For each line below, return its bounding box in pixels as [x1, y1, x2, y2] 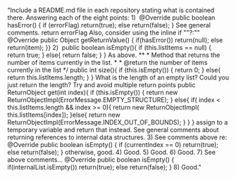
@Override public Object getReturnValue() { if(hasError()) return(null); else [7, 36, 223, 44]
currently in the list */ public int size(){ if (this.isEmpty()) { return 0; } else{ [7, 66, 221, 74]
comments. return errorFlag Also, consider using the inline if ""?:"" [7, 28, 201, 37]
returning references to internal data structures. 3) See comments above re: [7, 133, 228, 141]
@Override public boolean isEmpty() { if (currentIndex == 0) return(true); [7, 141, 219, 148]
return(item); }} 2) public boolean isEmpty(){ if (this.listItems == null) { [7, 44, 211, 51]
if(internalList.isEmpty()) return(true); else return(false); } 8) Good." [7, 163, 202, 171]
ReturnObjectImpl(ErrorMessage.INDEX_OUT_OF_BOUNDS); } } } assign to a [7, 118, 228, 126]
